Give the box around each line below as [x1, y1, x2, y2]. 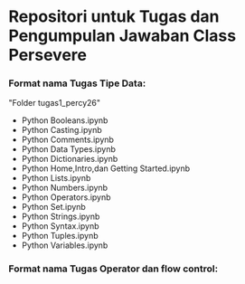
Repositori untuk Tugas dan [8, 6, 220, 27]
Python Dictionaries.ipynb [21, 154, 118, 165]
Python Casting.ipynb [21, 125, 103, 136]
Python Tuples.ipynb [21, 231, 99, 241]
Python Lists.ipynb [21, 173, 91, 184]
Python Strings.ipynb [21, 211, 100, 222]
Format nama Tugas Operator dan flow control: [8, 262, 219, 275]
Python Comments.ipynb [21, 134, 115, 146]
